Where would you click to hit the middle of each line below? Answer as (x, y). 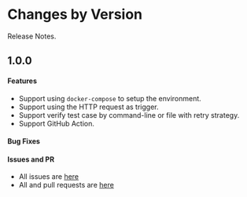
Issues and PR (31, 159)
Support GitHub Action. (57, 123)
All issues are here (49, 177)
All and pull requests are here (66, 185)
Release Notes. (32, 36)
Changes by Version (75, 15)
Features (22, 81)
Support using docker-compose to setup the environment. (110, 98)
